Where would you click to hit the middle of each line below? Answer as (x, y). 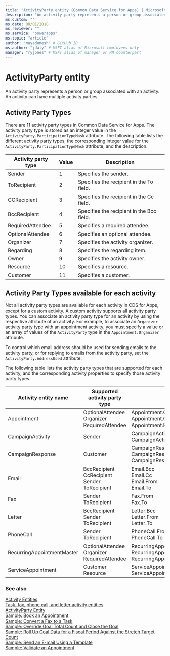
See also (16, 588)
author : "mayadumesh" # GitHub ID (42, 43)
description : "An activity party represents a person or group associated (86, 15)
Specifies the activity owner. (112, 259)
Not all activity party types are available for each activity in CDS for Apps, (82, 305)
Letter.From (145, 517)
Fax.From (142, 496)
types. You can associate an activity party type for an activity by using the (82, 316)
